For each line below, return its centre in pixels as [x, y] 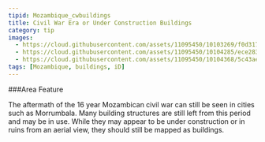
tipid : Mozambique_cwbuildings [60, 15]
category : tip [32, 30]
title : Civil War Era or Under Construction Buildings [100, 23]
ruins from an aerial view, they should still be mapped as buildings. [116, 129]
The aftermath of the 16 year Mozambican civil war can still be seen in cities [131, 104]
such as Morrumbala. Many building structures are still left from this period [129, 113]
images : [21, 37]
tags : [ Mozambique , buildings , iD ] [67, 67]
